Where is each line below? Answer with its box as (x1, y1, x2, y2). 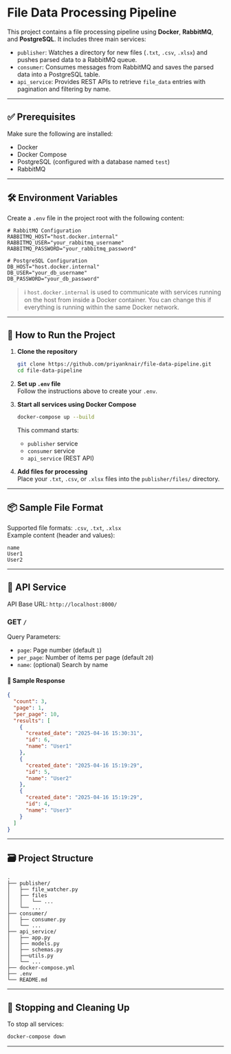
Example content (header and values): (7, 531, 115, 539)
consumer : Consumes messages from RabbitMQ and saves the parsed (16, 63, 214, 71)
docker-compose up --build (16, 414, 95, 421)
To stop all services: (7, 1020, 64, 1028)
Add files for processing (16, 467, 88, 476)
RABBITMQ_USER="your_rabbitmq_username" (7, 239, 125, 246)
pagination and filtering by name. (16, 85, 111, 93)
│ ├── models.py (7, 940, 60, 947)
